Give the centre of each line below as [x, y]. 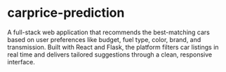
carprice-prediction [66, 13]
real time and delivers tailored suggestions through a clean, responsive [110, 55]
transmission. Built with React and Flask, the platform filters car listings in [113, 47]
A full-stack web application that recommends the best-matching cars [109, 32]
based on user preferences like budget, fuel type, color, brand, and [104, 39]
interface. [21, 62]
